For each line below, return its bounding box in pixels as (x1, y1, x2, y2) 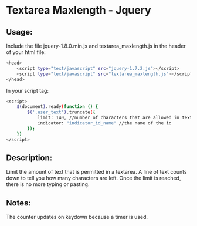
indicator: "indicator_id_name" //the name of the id (37, 120, 172, 126)
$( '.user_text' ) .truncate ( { (27, 109, 96, 115)
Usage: (6, 27, 33, 37)
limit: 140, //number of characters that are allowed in (37, 115, 180, 121)
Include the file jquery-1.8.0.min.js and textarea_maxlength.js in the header (6, 42, 186, 49)
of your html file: (6, 49, 46, 56)
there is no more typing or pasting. (6, 181, 90, 188)
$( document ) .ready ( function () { (16, 104, 98, 110)
